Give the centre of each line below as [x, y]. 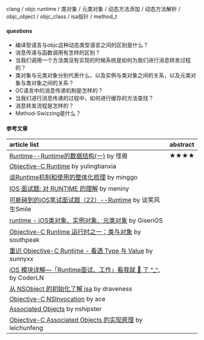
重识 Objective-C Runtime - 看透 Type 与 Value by [81, 251]
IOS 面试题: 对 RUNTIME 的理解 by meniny [69, 189]
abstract [182, 144]
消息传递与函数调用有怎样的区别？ [58, 53]
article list [24, 144]
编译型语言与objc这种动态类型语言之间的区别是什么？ [82, 45]
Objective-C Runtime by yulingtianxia [63, 166]
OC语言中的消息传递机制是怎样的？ [59, 90]
